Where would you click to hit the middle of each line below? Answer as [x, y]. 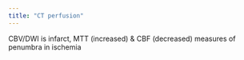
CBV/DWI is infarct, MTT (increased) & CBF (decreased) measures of [122, 38]
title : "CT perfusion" [46, 16]
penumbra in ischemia [45, 47]
